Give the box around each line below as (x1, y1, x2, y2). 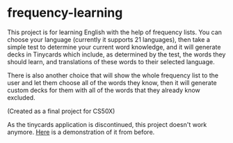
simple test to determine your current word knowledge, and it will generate (7, 43, 221, 51)
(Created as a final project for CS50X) (7, 107, 115, 115)
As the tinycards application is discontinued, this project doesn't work (7, 120, 207, 128)
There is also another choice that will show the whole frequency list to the (7, 71, 219, 80)
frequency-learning (7, 5, 123, 21)
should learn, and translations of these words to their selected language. (7, 57, 215, 66)
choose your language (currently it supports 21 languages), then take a (7, 35, 211, 43)
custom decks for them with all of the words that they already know (7, 86, 200, 94)
